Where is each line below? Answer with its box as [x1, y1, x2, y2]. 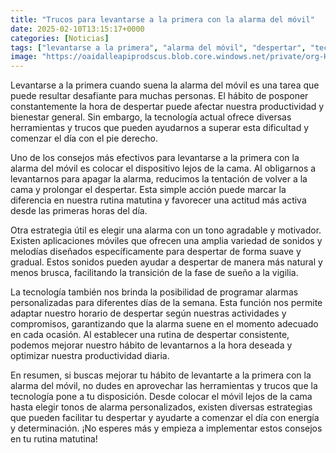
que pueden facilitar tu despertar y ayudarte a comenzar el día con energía [10, 412, 320, 424]
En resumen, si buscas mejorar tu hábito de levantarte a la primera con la [10, 369, 312, 381]
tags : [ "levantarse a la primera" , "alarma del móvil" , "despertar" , [10, 42, 307, 53]
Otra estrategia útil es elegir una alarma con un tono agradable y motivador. [10, 224, 322, 236]
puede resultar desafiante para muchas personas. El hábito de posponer [10, 90, 309, 102]
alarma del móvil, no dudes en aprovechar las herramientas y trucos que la [10, 380, 318, 392]
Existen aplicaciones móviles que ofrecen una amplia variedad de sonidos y [10, 235, 323, 247]
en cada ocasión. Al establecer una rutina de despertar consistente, [10, 329, 290, 341]
